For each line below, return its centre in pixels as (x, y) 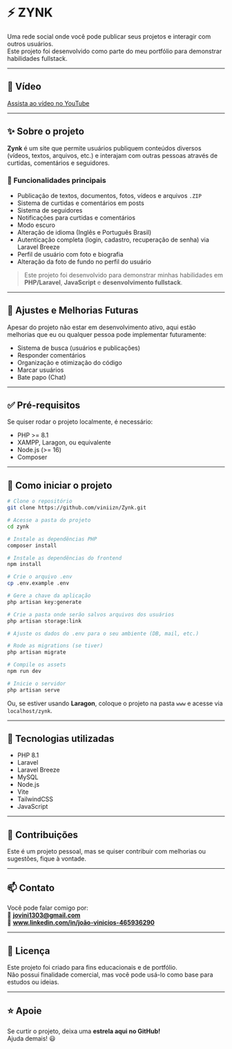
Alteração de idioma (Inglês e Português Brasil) (84, 232)
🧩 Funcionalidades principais (57, 181)
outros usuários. (30, 43)
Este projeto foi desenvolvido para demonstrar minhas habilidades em (123, 275)
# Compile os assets (37, 665)
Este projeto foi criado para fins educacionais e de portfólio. (93, 967)
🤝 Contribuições (42, 835)
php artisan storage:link (44, 621)
